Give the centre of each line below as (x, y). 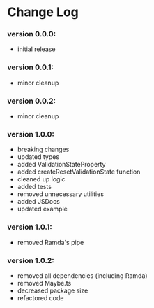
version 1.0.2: (31, 260)
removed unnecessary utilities (61, 194)
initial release (36, 49)
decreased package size (53, 290)
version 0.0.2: (31, 101)
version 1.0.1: (30, 227)
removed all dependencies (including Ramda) (82, 275)
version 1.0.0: (31, 134)
